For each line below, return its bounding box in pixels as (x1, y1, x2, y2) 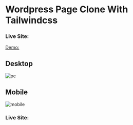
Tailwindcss (5, 14, 58, 26)
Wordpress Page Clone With (5, 4, 128, 15)
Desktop (5, 59, 33, 68)
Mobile (5, 88, 28, 96)
